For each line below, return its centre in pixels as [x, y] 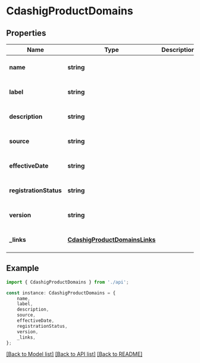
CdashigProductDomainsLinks [112, 240]
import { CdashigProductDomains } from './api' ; [68, 282]
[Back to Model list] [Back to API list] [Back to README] [74, 354]
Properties [26, 33]
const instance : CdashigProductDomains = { [61, 293]
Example [23, 268]
